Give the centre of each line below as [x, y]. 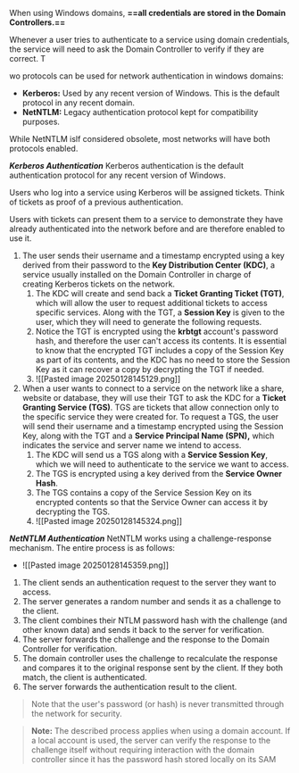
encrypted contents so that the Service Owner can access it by [152, 502]
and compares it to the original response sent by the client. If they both [153, 668]
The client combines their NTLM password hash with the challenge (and [154, 620]
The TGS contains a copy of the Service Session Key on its [144, 493]
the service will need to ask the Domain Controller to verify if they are [137, 49]
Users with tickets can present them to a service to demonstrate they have [146, 219]
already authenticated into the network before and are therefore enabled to [147, 229]
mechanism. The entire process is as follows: [92, 548]
